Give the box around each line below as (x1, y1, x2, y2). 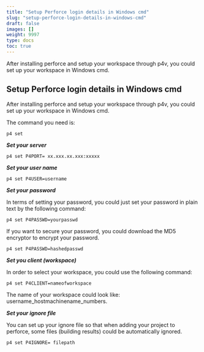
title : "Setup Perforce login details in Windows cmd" (6, 9, 149, 15)
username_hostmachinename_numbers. (6, 298, 108, 305)
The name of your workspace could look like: (6, 291, 121, 298)
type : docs (6, 37, 34, 43)
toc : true (6, 43, 32, 50)
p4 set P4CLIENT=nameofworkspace (6, 280, 92, 286)
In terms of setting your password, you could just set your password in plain (6, 198, 198, 206)
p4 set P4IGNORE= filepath (6, 339, 75, 346)
